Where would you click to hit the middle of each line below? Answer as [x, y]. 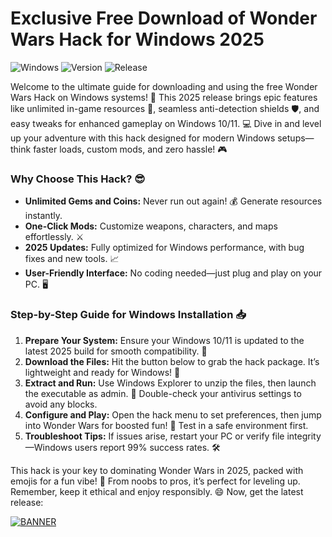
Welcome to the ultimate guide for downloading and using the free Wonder [164, 86]
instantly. [43, 216]
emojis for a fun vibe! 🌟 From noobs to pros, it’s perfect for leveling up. [155, 481]
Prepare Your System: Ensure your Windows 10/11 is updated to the [164, 340]
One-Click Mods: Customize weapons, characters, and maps [151, 226]
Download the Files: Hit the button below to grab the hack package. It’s [172, 361]
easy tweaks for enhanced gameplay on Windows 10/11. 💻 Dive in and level [166, 123]
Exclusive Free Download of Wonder [164, 18]
